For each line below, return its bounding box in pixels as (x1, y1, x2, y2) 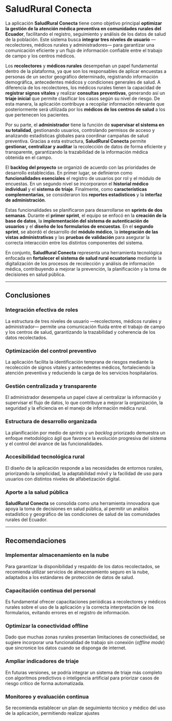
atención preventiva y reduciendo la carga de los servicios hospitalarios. (5, 370, 158, 376)
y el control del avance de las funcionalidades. (5, 440, 103, 447)
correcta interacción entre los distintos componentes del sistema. (5, 239, 144, 246)
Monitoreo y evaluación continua (5, 693, 89, 700)
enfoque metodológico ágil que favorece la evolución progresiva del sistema (5, 435, 166, 441)
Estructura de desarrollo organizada (5, 418, 97, 425)
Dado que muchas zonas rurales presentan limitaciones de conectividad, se (5, 634, 165, 640)
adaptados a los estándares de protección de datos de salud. (5, 574, 135, 580)
